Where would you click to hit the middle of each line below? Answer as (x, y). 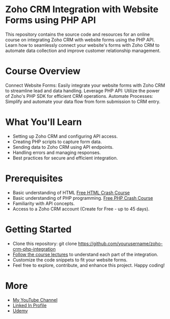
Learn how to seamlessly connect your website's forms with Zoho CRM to (82, 45)
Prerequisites (34, 178)
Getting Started (39, 229)
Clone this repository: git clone (45, 244)
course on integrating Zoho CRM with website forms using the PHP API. (80, 40)
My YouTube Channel (35, 300)
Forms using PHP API (51, 20)
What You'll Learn (44, 122)
